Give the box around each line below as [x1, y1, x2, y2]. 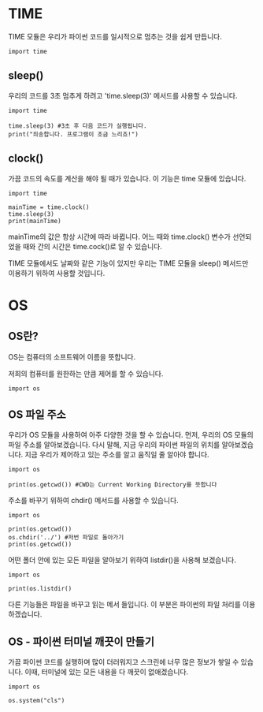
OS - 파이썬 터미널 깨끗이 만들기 [8, 635, 155, 648]
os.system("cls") [8, 697, 65, 705]
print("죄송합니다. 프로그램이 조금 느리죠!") [8, 130, 139, 138]
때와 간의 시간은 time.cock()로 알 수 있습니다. [22, 241, 163, 251]
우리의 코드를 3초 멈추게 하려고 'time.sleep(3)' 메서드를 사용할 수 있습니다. [8, 91, 238, 100]
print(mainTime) [8, 217, 61, 225]
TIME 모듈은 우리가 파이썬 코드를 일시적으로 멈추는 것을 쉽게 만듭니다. [8, 32, 222, 41]
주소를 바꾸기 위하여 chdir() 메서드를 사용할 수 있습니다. [8, 496, 179, 505]
